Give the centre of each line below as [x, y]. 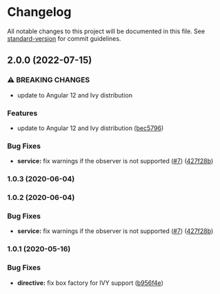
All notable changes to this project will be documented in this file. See [106, 31]
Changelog [39, 12]
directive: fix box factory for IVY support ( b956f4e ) [90, 283]
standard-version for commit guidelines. [64, 38]
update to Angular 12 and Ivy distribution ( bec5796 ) [90, 128]
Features [22, 113]
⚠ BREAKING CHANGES [49, 80]
